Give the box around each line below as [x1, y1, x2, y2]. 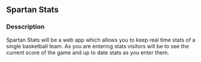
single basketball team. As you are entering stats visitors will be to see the [6, 42, 189, 49]
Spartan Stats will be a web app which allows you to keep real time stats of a [6, 36, 196, 44]
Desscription [6, 23, 45, 31]
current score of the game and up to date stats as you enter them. [6, 49, 169, 56]
